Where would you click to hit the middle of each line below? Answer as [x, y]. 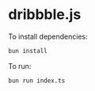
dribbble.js [45, 15]
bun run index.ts [37, 81]
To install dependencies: [48, 36]
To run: [20, 66]
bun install [28, 51]
